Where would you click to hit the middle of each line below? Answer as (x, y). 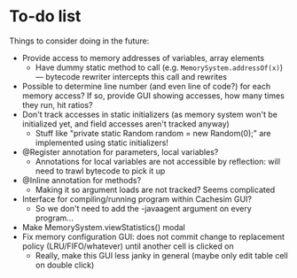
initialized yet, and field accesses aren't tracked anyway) (126, 124)
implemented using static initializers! (102, 143)
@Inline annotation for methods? (82, 180)
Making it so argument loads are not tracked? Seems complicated (155, 189)
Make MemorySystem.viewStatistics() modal (104, 227)
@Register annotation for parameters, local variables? (120, 151)
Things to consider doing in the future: (79, 41)
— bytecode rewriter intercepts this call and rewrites (131, 76)
